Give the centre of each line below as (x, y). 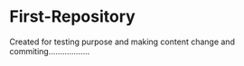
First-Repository (72, 17)
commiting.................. (50, 51)
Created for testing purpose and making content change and (122, 42)
